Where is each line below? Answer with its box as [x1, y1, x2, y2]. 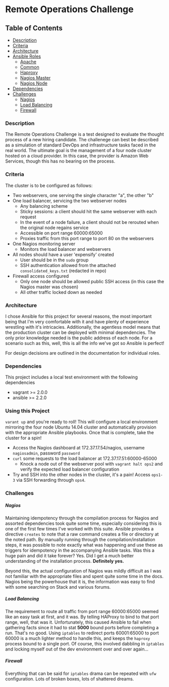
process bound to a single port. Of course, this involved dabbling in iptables [5, 641, 164, 647]
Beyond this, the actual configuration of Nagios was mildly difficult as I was [5, 568, 161, 574]
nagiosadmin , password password [12, 450, 80, 456]
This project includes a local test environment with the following [5, 374, 138, 380]
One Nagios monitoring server [12, 241, 76, 247]
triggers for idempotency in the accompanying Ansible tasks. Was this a [5, 547, 155, 553]
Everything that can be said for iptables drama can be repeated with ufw [5, 670, 156, 677]
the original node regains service [20, 224, 89, 231]
